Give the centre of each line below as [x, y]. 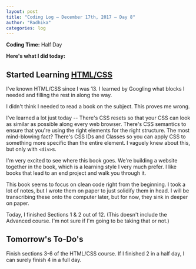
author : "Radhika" [29, 22]
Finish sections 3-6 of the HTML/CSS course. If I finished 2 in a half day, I [95, 253]
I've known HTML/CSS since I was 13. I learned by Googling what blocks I [95, 89]
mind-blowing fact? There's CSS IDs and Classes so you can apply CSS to [96, 137]
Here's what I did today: [36, 56]
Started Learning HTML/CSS [59, 74]
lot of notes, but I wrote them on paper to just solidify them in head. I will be [98, 191]
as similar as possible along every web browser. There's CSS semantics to [96, 124]
